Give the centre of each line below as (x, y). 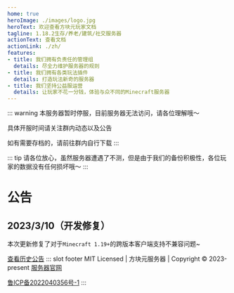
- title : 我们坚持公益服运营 (45, 86)
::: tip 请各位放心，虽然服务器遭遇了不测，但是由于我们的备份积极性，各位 (114, 158)
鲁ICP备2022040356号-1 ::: (47, 282)
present (19, 268)
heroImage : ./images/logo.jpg (52, 20)
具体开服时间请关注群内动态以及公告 (60, 128)
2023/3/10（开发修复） (59, 226)
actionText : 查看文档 (37, 40)
